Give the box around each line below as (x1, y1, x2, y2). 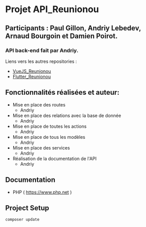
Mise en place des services (12, 144, 70, 150)
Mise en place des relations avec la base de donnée (12, 112, 122, 119)
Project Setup (5, 204, 50, 212)
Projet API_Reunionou (5, 4, 99, 15)
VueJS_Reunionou (12, 68, 51, 74)
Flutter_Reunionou (12, 73, 51, 80)
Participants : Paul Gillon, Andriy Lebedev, (5, 24, 141, 32)
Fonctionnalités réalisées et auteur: (5, 88, 120, 97)
